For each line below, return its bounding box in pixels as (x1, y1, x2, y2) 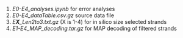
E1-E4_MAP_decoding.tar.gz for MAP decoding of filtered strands (12, 25, 177, 32)
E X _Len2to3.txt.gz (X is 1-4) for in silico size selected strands (12, 18, 167, 25)
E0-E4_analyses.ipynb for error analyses (12, 6, 115, 12)
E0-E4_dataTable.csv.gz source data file (12, 12, 115, 19)
